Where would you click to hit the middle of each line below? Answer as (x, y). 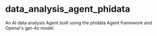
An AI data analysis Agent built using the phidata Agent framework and (79, 23)
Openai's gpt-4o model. (30, 28)
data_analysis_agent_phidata (68, 9)
